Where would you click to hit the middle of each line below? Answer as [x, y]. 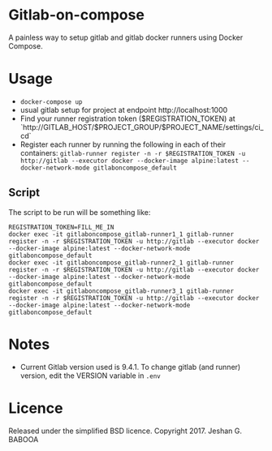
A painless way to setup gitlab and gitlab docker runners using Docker [126, 37]
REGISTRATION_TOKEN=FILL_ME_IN [61, 227]
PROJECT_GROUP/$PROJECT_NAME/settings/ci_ [181, 127]
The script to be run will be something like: [80, 212]
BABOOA [24, 439]
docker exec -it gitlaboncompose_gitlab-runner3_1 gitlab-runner [121, 291]
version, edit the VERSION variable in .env [90, 376]
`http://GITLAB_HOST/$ [59, 127]
